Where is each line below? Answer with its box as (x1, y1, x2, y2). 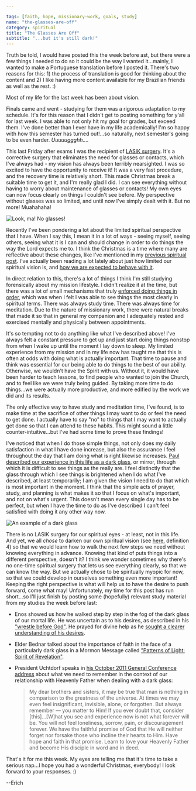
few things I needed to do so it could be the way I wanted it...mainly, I (6, 58, 173, 65)
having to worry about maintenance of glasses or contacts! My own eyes (6, 185, 182, 192)
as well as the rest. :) (6, 83, 56, 90)
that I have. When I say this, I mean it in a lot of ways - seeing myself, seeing (6, 232, 190, 240)
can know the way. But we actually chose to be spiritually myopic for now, (6, 569, 184, 576)
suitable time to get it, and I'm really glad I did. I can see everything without (6, 179, 187, 186)
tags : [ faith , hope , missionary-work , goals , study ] (6, 13, 137, 19)
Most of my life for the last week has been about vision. (6, 94, 140, 101)
